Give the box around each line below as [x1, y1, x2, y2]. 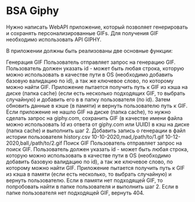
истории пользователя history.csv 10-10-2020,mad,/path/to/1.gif [6, 133, 164, 140]
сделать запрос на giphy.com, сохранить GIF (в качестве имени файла [6, 114, 183, 121]
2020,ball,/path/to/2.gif [6, 139, 63, 146]
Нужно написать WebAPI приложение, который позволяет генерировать [6, 23, 189, 30]
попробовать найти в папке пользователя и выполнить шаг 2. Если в [6, 183, 179, 190]
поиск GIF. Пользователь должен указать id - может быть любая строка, [6, 145, 189, 153]
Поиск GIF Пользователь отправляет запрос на [63, 139, 183, 146]
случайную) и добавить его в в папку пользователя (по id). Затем [6, 95, 171, 103]
